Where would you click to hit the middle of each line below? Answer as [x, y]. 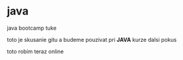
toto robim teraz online [35, 51]
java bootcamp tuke [32, 28]
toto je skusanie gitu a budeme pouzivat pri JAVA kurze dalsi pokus [92, 39]
